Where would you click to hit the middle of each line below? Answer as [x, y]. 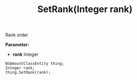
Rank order [17, 35]
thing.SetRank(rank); [28, 72]
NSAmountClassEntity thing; [35, 64]
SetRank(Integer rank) [85, 9]
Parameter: [17, 45]
